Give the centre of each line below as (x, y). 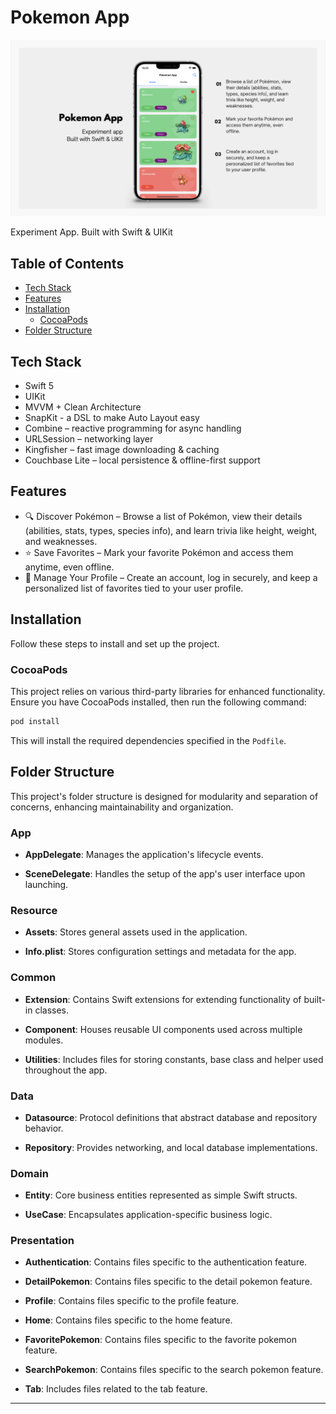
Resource (34, 910)
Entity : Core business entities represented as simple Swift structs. (161, 1195)
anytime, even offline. (69, 567)
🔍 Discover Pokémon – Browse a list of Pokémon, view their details (163, 516)
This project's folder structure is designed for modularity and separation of (164, 796)
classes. (52, 1010)
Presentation (42, 1241)
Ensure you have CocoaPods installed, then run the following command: (158, 702)
